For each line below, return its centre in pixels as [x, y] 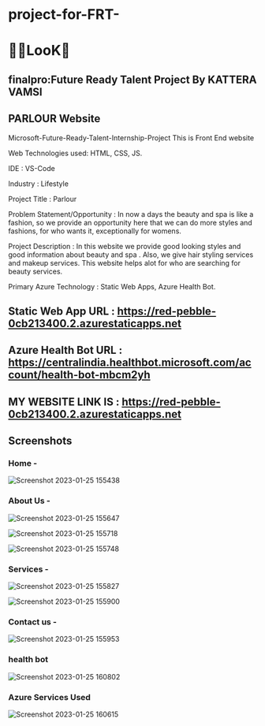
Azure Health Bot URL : [65, 350]
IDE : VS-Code [32, 168]
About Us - [30, 501]
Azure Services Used [49, 697]
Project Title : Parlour [43, 199]
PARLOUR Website [54, 119]
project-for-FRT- [64, 15]
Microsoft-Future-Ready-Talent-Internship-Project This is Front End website [131, 138]
